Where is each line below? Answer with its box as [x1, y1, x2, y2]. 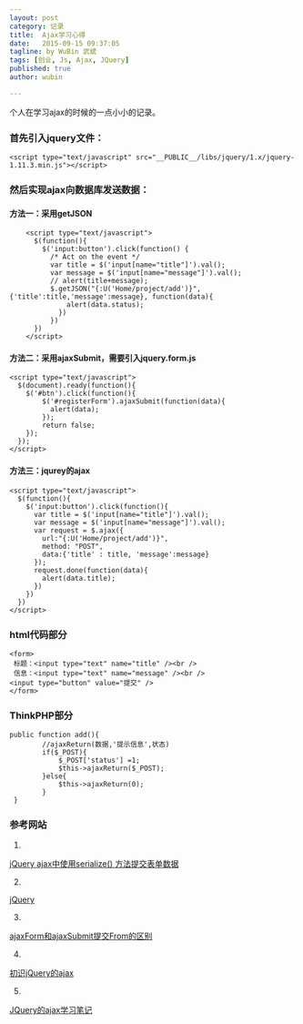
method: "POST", [42, 542, 104, 551]
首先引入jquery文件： [9, 131, 105, 144]
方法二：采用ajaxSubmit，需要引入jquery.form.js [9, 352, 197, 363]
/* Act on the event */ [49, 252, 141, 262]
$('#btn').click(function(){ [25, 389, 136, 399]
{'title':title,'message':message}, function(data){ [9, 292, 214, 301]
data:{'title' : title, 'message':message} [42, 550, 209, 559]
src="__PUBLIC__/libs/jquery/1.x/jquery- [135, 153, 296, 162]
